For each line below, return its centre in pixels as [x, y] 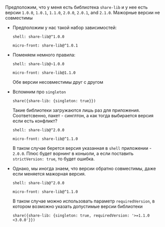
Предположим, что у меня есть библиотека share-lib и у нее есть [76, 7]
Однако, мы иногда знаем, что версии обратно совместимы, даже [84, 168]
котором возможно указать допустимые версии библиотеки [77, 206]
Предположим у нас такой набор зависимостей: [64, 28]
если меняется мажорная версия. [49, 174]
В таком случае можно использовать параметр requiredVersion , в [84, 201]
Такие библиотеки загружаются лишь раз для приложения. [76, 110]
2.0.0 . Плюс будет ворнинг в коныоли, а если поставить [73, 153]
